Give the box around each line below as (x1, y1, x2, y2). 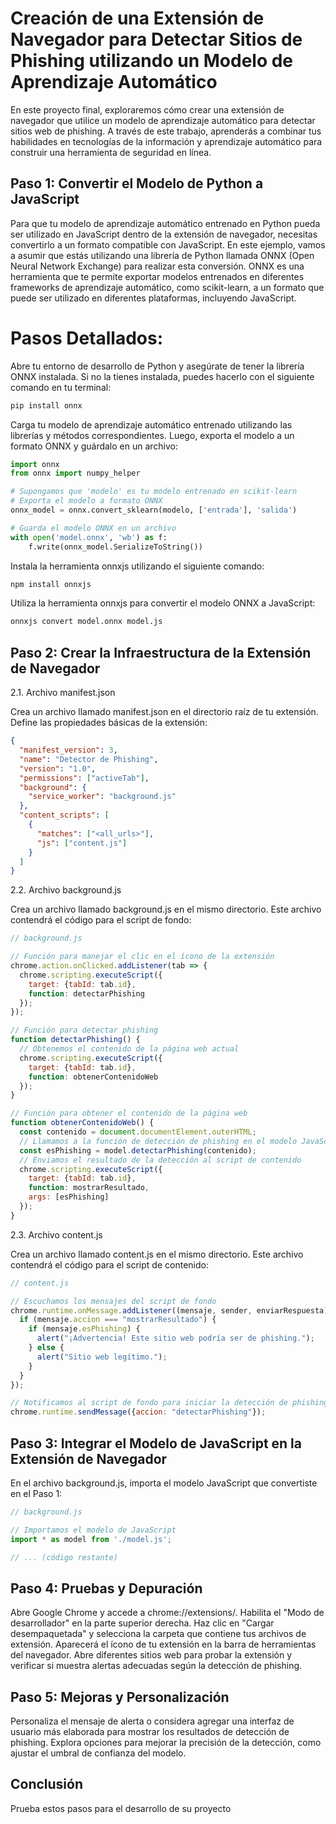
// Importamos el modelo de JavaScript (10, 1525, 177, 1535)
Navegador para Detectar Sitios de (10, 28, 303, 51)
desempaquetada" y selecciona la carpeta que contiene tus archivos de (10, 1628, 307, 1640)
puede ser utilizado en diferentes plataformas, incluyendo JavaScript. (10, 292, 297, 304)
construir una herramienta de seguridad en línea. (10, 146, 212, 158)
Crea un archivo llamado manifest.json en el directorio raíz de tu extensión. (10, 706, 319, 718)
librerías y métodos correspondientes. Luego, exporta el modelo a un (10, 429, 295, 441)
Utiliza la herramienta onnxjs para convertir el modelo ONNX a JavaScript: (10, 597, 316, 609)
